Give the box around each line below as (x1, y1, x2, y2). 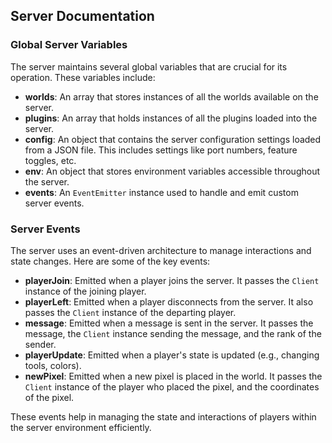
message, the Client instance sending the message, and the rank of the (24, 327, 322, 339)
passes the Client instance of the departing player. (24, 306, 237, 318)
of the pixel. (24, 391, 75, 403)
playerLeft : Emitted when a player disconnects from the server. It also (24, 295, 314, 308)
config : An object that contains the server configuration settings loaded (24, 133, 322, 145)
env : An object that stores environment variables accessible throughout (24, 165, 320, 177)
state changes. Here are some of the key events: (10, 255, 211, 267)
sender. (24, 338, 57, 350)
